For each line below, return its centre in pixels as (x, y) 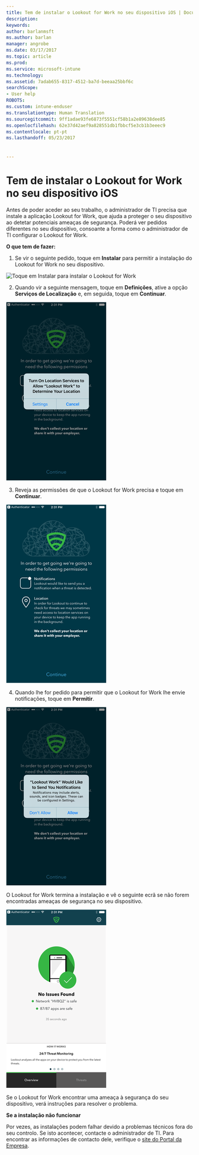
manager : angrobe (28, 44)
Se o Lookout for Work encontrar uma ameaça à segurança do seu (87, 1097)
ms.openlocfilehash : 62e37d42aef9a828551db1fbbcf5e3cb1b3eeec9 (86, 125)
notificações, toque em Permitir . (54, 698)
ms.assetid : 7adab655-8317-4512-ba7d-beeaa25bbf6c (70, 81)
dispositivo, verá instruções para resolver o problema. (72, 1103)
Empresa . (18, 1145)
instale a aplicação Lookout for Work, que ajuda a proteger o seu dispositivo (99, 216)
